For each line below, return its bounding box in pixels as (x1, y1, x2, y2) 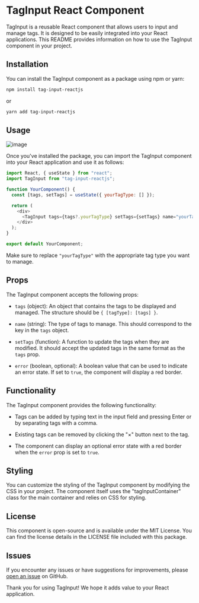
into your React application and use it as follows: (6, 158, 124, 166)
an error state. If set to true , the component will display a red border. (14, 369, 182, 376)
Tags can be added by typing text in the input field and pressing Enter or (14, 413, 192, 420)
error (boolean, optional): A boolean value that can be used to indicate (14, 362, 188, 369)
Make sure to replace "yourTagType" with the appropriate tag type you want (6, 252, 190, 259)
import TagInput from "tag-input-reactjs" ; (6, 176, 115, 182)
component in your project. (6, 42, 73, 49)
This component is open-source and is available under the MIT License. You (6, 527, 192, 534)
